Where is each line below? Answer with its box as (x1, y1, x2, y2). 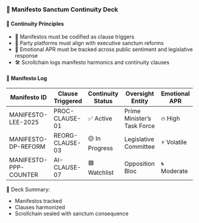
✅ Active (88, 114, 113, 123)
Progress (88, 144, 114, 152)
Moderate (161, 167, 188, 176)
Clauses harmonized (14, 204, 65, 211)
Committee (124, 142, 155, 151)
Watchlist (88, 168, 114, 177)
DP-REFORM (9, 142, 46, 151)
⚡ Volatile (161, 138, 187, 146)
